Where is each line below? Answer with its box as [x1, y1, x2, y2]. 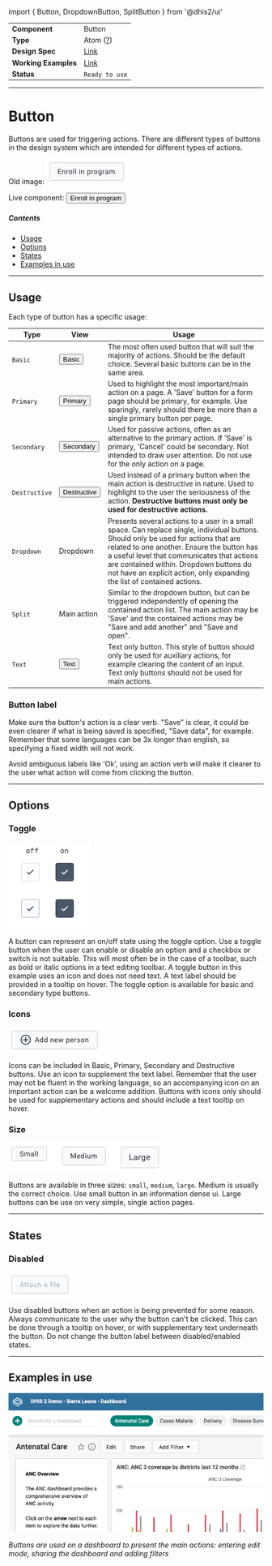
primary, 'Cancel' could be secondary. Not [108, 442, 249, 452]
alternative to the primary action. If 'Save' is [108, 433, 253, 443]
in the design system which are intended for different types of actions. [8, 143, 243, 152]
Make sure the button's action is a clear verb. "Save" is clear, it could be [8, 718, 249, 727]
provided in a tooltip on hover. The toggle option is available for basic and [8, 979, 253, 989]
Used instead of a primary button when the [108, 470, 251, 480]
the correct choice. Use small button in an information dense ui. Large [8, 1189, 241, 1199]
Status [11, 69, 35, 79]
